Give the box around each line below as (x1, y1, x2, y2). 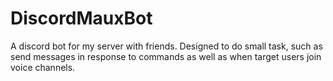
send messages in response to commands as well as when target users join (10, 50, 322, 62)
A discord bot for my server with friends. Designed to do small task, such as (10, 40, 323, 52)
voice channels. (10, 61, 76, 73)
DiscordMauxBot (10, 7, 153, 30)
